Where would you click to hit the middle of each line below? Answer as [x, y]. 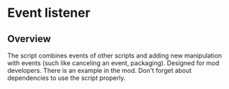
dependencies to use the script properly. [66, 78]
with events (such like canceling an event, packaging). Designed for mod [113, 63]
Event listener [49, 13]
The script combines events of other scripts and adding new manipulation [115, 55]
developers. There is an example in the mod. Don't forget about [100, 70]
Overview [29, 39]
